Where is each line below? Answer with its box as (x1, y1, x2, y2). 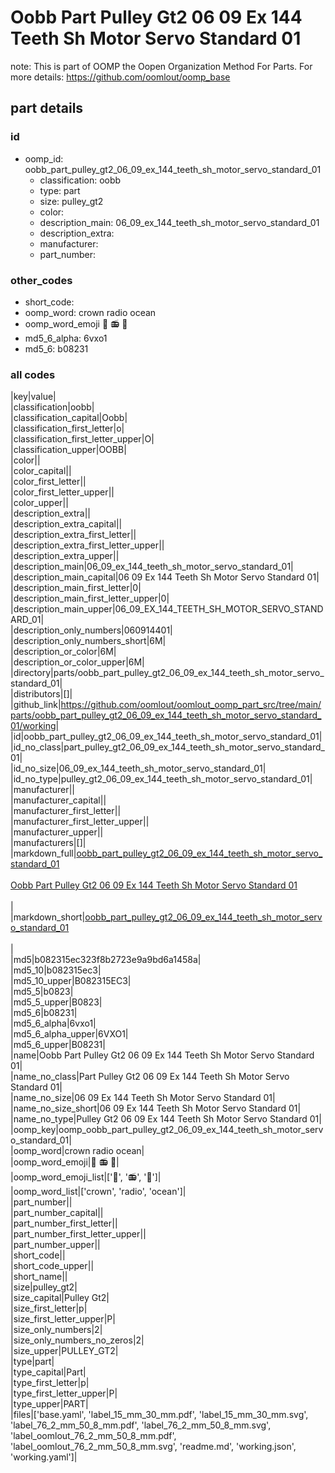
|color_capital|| (10, 465, 72, 477)
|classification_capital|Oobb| (10, 412, 128, 424)
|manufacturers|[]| (10, 837, 87, 849)
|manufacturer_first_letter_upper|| (10, 816, 150, 828)
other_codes (10, 273, 73, 287)
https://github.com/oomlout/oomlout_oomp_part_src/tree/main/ (60, 699, 322, 711)
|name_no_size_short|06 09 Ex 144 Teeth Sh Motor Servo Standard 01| (10, 1102, 302, 1115)
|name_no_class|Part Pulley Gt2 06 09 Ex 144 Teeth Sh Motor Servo (10, 1071, 290, 1083)
